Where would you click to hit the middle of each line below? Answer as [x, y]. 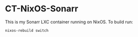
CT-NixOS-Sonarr [42, 9]
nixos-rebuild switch [27, 30]
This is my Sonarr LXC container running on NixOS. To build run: [69, 22]
